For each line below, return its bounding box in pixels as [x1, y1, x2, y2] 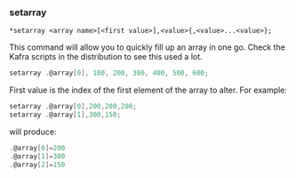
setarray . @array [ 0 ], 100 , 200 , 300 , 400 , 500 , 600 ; [9, 69, 209, 77]
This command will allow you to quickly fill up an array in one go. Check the [9, 42, 286, 53]
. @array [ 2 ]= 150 [9, 160, 66, 169]
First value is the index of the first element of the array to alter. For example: [9, 85, 287, 95]
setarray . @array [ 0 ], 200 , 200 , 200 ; [9, 102, 138, 111]
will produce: [9, 126, 57, 137]
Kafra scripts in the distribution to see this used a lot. [9, 52, 203, 62]
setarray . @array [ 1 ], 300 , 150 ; [9, 110, 122, 119]
